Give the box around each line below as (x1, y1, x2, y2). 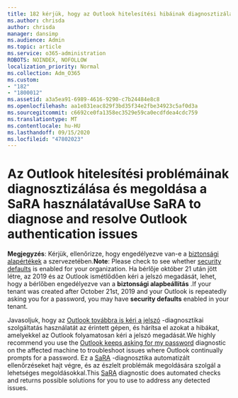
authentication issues (7, 226, 138, 242)
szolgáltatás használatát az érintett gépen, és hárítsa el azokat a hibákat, (7, 324, 220, 332)
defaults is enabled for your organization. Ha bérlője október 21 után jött (7, 265, 217, 273)
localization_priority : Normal (7, 63, 100, 70)
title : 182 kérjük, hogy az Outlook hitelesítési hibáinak (7, 10, 186, 18)
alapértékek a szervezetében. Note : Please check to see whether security (7, 257, 222, 266)
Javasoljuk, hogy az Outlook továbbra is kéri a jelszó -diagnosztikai (7, 316, 204, 324)
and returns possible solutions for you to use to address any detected (7, 376, 210, 385)
